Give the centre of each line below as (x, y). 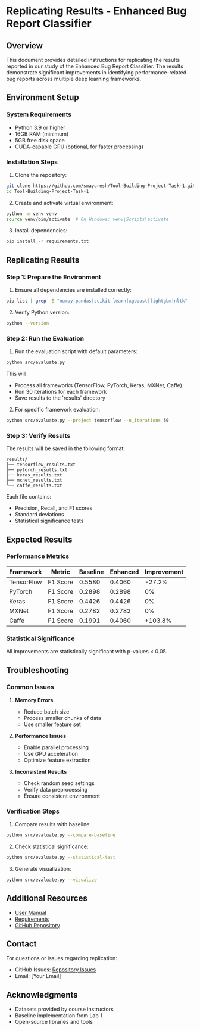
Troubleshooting (38, 670)
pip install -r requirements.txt (48, 242)
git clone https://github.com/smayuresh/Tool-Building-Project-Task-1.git (101, 186)
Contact (21, 944)
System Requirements (39, 114)
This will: (17, 373)
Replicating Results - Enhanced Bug (96, 11)
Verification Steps (33, 811)
